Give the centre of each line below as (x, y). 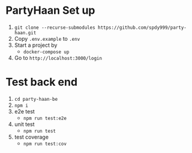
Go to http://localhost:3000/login (58, 58)
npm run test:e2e (45, 118)
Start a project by (36, 45)
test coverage (31, 137)
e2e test (25, 111)
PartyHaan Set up (50, 10)
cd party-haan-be (36, 99)
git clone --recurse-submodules (55, 28)
